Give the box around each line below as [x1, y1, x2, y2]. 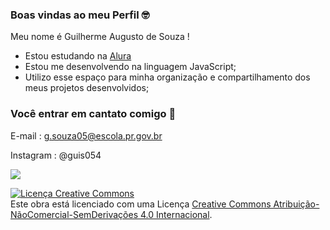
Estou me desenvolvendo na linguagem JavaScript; [24, 61, 237, 73]
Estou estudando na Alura [24, 50, 132, 62]
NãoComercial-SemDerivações [10, 208, 139, 220]
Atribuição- [273, 198, 320, 210]
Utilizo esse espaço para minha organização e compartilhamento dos [24, 71, 311, 83]
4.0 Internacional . [139, 208, 213, 220]
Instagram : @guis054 [10, 149, 102, 161]
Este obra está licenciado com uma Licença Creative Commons [10, 198, 272, 210]
